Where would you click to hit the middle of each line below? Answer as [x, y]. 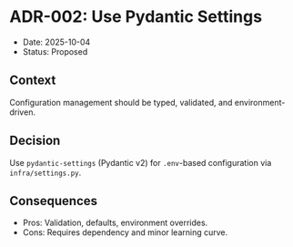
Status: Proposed [55, 51]
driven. [23, 112]
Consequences [54, 201]
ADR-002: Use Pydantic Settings [136, 17]
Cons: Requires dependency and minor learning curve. [125, 232]
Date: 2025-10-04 [56, 42]
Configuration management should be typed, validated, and [121, 102]
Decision [35, 141]
